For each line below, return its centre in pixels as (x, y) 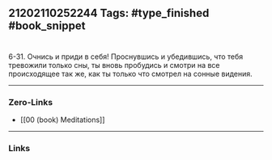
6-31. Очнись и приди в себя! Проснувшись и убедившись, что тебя (126, 57)
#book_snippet (47, 26)
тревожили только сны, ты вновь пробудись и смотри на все (114, 65)
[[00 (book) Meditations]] (62, 120)
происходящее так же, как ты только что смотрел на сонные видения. (130, 74)
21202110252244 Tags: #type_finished (109, 13)
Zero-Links (31, 102)
